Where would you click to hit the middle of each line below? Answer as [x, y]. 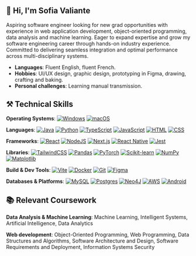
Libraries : [18, 152]
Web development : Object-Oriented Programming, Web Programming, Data [98, 235]
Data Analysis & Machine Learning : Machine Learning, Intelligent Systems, [97, 217]
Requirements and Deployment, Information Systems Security [80, 247]
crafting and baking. [39, 79]
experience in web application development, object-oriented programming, [97, 31]
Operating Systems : [31, 118]
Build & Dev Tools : [28, 169]
